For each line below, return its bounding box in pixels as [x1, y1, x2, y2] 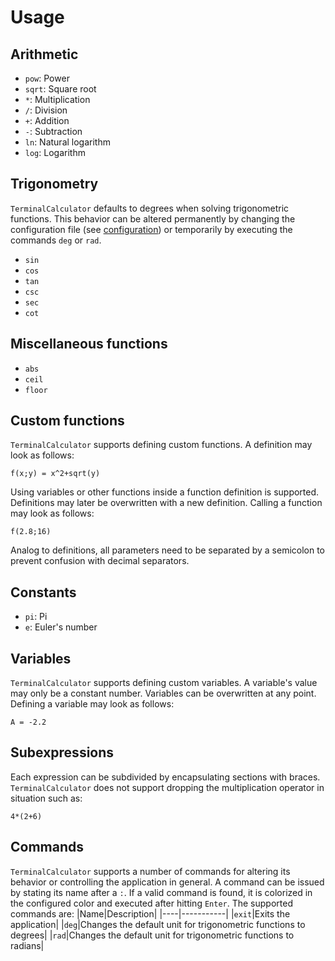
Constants [10, 584, 77, 601]
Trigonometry [10, 176, 99, 193]
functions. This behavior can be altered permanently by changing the [10, 212, 296, 225]
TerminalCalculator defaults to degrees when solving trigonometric [10, 202, 290, 214]
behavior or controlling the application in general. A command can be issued [10, 876, 325, 888]
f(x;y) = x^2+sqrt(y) [10, 469, 101, 479]
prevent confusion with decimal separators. [10, 555, 190, 567]
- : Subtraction [24, 126, 83, 137]
